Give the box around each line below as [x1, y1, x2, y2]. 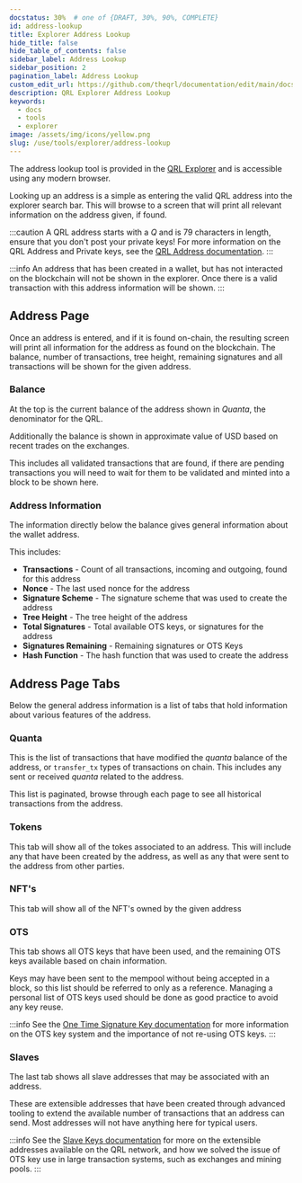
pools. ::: [9, 1163, 42, 1174]
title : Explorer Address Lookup [9, 30, 130, 39]
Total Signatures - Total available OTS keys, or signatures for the [22, 621, 264, 632]
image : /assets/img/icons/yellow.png [9, 130, 151, 139]
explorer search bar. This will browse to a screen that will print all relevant [9, 200, 282, 210]
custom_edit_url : [9, 80, 75, 89]
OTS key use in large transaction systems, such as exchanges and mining [9, 1154, 281, 1165]
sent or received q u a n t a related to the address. [9, 771, 184, 782]
